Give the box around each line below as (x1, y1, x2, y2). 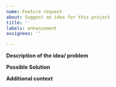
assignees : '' (6, 31, 42, 37)
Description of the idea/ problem (6, 52, 88, 59)
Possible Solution (6, 63, 51, 71)
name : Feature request (6, 8, 62, 15)
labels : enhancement (6, 25, 58, 31)
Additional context (6, 75, 54, 82)
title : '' (6, 20, 31, 25)
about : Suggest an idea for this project (6, 14, 111, 20)
